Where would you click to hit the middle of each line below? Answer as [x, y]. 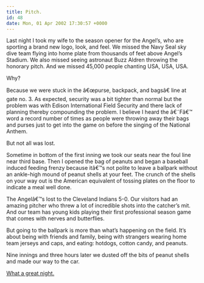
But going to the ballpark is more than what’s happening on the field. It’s [97, 230]
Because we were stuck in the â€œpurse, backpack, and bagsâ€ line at [97, 90]
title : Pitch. [24, 12]
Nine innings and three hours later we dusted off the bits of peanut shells [98, 255]
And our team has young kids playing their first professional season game [99, 212]
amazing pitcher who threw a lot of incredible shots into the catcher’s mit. [98, 206]
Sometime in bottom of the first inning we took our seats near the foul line [99, 155]
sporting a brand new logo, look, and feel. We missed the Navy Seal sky [97, 47]
